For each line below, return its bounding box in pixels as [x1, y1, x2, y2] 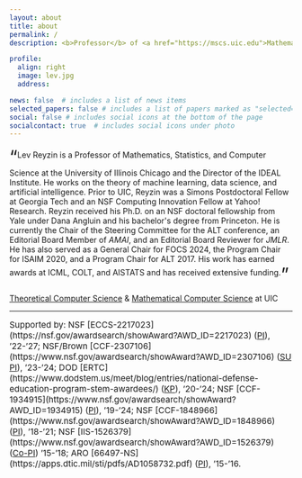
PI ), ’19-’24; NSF [88, 404, 154, 417]
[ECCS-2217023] [86, 319, 155, 331]
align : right [17, 63, 67, 72]
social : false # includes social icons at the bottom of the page [9, 113, 263, 122]
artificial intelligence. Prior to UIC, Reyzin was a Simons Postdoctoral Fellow [9, 186, 289, 198]
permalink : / [9, 30, 58, 39]
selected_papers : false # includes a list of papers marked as [9, 104, 252, 113]
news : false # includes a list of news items [9, 95, 187, 104]
